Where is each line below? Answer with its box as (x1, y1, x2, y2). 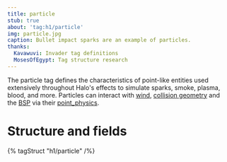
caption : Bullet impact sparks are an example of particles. (7, 37, 192, 44)
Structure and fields (7, 123, 127, 139)
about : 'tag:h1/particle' (7, 23, 83, 30)
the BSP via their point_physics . (7, 98, 100, 107)
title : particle (7, 10, 55, 18)
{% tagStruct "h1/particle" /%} (7, 146, 95, 155)
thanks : (7, 43, 30, 50)
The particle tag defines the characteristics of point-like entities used (7, 76, 209, 84)
